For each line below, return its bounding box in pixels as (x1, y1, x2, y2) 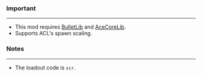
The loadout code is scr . (14, 64, 76, 71)
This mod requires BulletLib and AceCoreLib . (14, 23, 126, 31)
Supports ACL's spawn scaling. (14, 30, 93, 37)
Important (6, 4, 36, 13)
